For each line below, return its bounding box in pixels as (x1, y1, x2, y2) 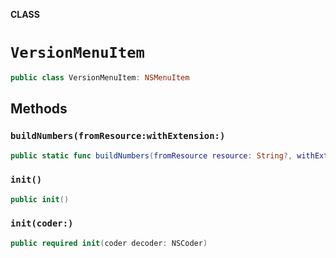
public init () (10, 194, 70, 204)
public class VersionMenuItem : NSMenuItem (10, 72, 190, 83)
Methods (10, 100, 68, 118)
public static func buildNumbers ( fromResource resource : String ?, (10, 150, 293, 161)
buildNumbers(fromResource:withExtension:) (10, 130, 226, 142)
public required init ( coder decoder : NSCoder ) (10, 238, 208, 248)
